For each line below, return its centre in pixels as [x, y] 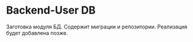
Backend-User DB [51, 10]
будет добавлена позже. [37, 33]
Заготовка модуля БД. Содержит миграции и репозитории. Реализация [97, 27]
